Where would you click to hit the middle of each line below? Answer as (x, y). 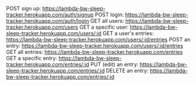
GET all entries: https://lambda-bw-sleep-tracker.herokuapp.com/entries (94, 52)
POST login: (109, 15)
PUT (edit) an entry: (115, 64)
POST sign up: (24, 8)
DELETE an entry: (127, 70)
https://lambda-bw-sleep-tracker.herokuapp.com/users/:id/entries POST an (98, 39)
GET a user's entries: (128, 33)
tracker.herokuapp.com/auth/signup (50, 15)
